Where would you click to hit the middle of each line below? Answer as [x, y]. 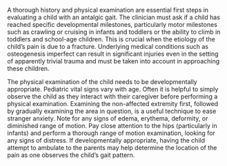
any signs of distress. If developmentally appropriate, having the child [106, 140]
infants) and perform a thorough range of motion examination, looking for [111, 133]
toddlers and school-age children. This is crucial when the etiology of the [111, 39]
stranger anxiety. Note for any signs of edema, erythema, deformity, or [108, 118]
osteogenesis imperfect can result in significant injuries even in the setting [113, 54]
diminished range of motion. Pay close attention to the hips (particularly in [112, 126]
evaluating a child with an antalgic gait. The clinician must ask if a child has [114, 17]
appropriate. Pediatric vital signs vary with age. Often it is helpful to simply [113, 89]
